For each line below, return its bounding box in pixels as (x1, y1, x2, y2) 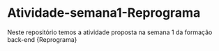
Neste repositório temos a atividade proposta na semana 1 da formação (7, 28, 213, 36)
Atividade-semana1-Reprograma (7, 5, 201, 21)
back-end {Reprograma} (7, 35, 77, 43)
